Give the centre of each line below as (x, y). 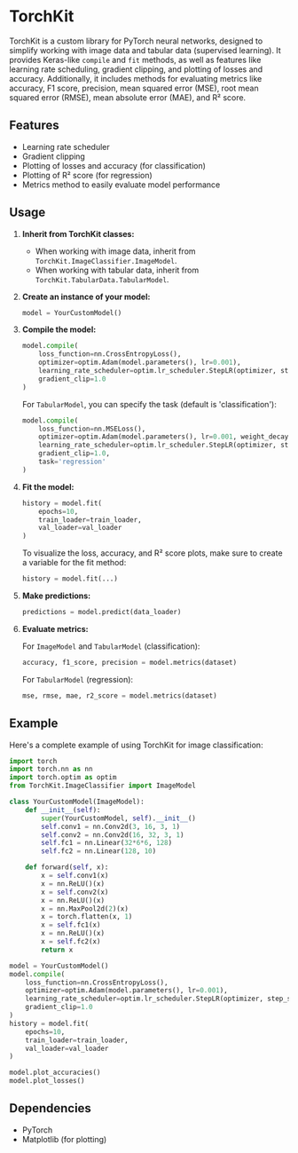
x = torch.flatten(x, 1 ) (87, 917)
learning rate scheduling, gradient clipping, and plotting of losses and (136, 69)
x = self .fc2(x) (71, 942)
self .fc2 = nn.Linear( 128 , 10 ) (99, 851)
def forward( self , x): (67, 867)
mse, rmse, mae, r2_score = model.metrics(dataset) (119, 695)
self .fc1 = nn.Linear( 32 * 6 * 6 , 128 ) (107, 843)
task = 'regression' (72, 462)
